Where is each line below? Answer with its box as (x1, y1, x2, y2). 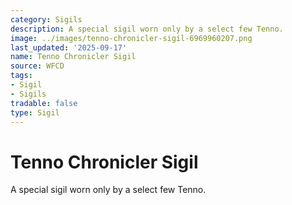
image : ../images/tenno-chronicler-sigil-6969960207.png (10, 33, 253, 43)
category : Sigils (10, 14, 83, 25)
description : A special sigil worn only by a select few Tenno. (10, 24, 284, 34)
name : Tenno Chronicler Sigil (10, 52, 137, 62)
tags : (10, 71, 33, 81)
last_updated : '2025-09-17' (10, 42, 128, 53)
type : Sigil (10, 107, 60, 118)
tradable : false (10, 98, 78, 108)
